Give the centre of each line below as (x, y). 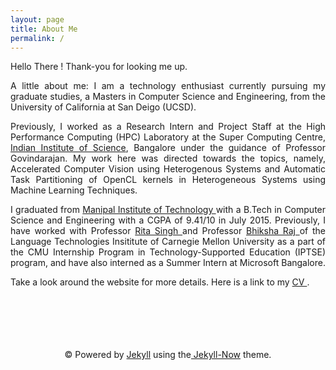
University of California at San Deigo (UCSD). (103, 107)
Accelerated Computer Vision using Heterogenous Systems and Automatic (168, 169)
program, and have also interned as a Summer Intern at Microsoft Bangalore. (168, 263)
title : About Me (44, 29)
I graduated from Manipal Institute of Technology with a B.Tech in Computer (168, 210)
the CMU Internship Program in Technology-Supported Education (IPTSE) (168, 252)
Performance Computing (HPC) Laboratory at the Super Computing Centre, (168, 137)
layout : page (37, 19)
